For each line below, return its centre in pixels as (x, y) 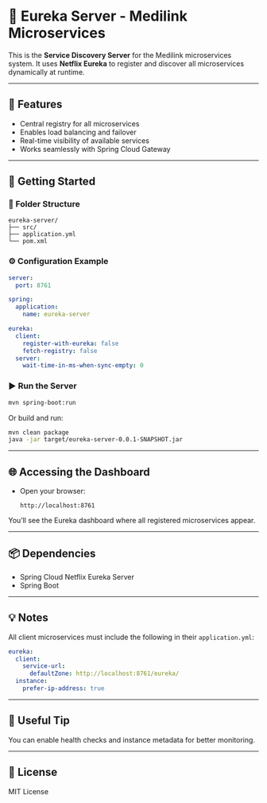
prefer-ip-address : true (64, 689)
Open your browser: (52, 491)
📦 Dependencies (52, 554)
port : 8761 (33, 285)
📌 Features (35, 105)
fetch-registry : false (60, 351)
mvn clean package (39, 433)
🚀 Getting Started (52, 182)
